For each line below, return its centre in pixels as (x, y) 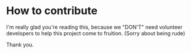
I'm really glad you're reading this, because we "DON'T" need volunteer (94, 27)
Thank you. (20, 45)
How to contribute (52, 11)
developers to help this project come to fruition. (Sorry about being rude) (96, 33)
